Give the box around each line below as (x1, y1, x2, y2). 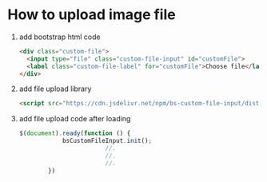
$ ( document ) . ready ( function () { (18, 129, 131, 137)
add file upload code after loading (18, 114, 131, 124)
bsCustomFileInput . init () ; (62, 137, 153, 145)
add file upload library (18, 84, 92, 93)
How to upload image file (7, 6, 177, 24)
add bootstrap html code (18, 32, 101, 42)
